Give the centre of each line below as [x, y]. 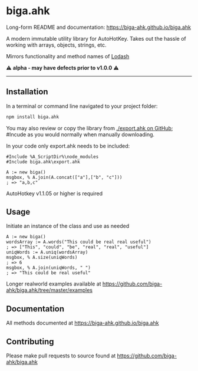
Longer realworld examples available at [54, 284]
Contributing [30, 341]
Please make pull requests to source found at [61, 356]
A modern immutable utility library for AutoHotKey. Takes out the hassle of [96, 38]
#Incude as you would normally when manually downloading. [80, 134]
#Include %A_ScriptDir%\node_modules [52, 157]
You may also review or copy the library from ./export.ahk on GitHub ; [90, 128]
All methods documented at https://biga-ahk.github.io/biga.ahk [82, 323]
